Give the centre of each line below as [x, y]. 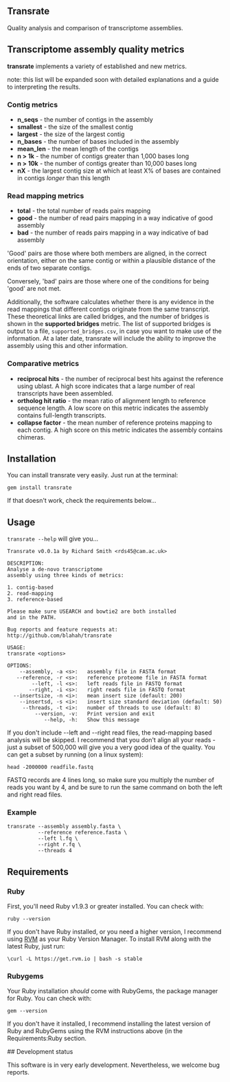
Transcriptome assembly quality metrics [96, 50]
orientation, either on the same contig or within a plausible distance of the [112, 261]
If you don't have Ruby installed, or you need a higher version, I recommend [114, 932]
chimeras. [31, 437]
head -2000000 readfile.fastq [50, 767]
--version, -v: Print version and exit [95, 714]
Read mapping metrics [46, 195]
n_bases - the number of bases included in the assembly [98, 141]
